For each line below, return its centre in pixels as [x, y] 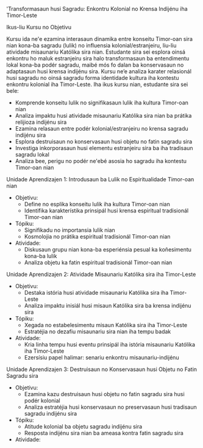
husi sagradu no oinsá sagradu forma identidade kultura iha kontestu [93, 78]
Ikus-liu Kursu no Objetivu [39, 27]
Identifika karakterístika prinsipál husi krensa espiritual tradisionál [106, 211]
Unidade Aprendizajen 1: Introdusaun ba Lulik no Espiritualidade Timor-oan [100, 179]
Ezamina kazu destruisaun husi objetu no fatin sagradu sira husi [104, 394]
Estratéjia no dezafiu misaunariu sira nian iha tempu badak [98, 331]
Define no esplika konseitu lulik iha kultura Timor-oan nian [97, 204]
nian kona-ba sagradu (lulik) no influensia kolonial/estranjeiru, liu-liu [91, 45]
